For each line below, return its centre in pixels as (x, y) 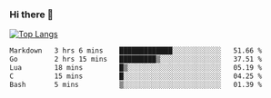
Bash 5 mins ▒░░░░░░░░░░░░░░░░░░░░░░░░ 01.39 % (135, 84)
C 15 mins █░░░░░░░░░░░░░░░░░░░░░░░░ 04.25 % (135, 76)
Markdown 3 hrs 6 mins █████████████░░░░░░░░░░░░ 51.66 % (135, 51)
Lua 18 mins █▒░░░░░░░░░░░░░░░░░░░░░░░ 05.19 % (135, 68)
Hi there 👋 (32, 15)
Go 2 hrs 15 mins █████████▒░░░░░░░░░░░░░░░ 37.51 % (135, 59)
